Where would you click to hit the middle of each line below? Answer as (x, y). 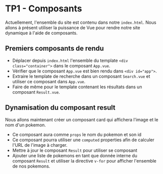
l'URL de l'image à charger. (40, 145)
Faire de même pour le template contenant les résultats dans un (77, 87)
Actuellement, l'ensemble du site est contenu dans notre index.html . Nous (81, 22)
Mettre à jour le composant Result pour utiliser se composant (75, 150)
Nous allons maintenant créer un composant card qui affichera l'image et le (82, 119)
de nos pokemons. (31, 166)
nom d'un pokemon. (25, 125)
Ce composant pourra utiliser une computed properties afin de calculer (83, 140)
